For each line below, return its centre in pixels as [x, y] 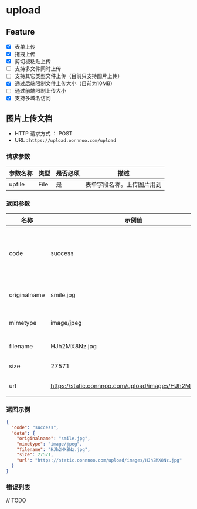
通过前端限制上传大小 [40, 91]
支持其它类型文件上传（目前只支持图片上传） [69, 76]
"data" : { [23, 433]
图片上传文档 [29, 118]
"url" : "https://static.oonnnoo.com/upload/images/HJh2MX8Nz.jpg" [99, 460]
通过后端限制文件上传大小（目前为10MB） [65, 83]
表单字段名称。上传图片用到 [124, 184]
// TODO [16, 500]
